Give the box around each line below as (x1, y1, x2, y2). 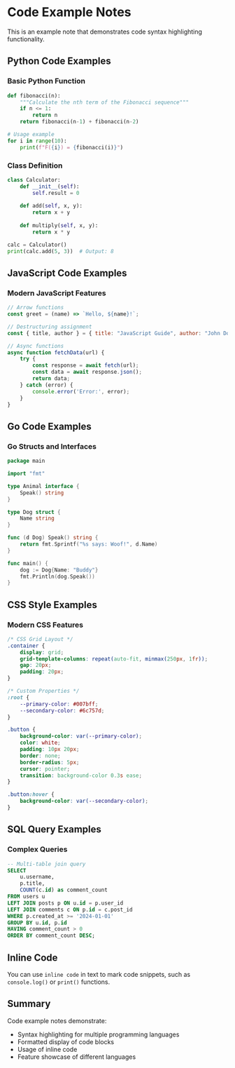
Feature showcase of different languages (17, 1053, 136, 1061)
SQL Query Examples (7, 823, 101, 835)
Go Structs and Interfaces (7, 441, 97, 451)
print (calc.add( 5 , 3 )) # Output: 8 (7, 248, 114, 255)
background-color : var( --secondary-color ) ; (20, 797, 149, 805)
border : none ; (20, 752, 61, 759)
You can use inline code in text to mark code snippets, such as (7, 970, 191, 978)
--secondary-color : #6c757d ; (20, 707, 105, 714)
